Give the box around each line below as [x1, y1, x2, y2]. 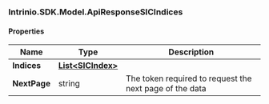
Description [168, 46, 215, 58]
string [58, 78, 80, 90]
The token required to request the [125, 73, 252, 84]
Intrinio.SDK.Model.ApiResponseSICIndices [8, 6, 183, 18]
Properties [8, 26, 45, 36]
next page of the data [125, 83, 207, 94]
